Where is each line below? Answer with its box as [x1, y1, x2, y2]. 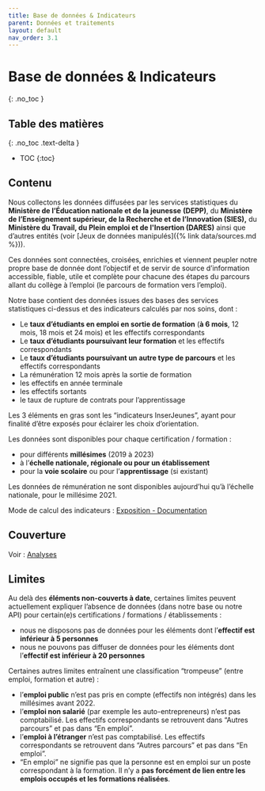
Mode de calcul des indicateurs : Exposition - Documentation [8, 505, 207, 515]
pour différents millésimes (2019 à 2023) [19, 449, 154, 459]
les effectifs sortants [19, 386, 87, 396]
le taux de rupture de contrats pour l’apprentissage [19, 395, 186, 404]
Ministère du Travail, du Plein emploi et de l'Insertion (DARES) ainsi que [8, 223, 246, 232]
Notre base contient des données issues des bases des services [8, 295, 219, 305]
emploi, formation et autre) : [8, 674, 100, 684]
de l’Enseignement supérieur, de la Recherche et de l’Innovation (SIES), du [8, 214, 257, 224]
